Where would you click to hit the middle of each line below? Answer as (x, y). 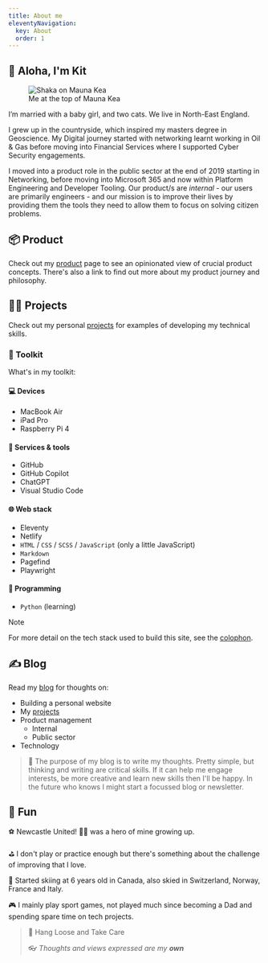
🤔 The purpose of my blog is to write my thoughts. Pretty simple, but (141, 761)
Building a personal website (66, 703)
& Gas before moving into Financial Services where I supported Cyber (124, 147)
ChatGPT (35, 482)
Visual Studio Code (52, 490)
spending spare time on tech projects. (71, 916)
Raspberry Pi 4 (45, 429)
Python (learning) (48, 606)
